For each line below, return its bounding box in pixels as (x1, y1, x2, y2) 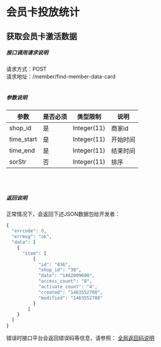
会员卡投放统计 (6, 5, 80, 19)
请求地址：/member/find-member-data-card (6, 73, 116, 80)
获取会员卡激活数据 (6, 31, 77, 41)
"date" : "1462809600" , (38, 273, 95, 279)
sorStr (9, 157, 27, 165)
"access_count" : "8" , (38, 278, 93, 285)
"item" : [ (22, 250, 47, 257)
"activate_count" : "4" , (38, 284, 98, 290)
